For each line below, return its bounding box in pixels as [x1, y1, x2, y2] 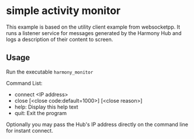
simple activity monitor [6, 4, 121, 18]
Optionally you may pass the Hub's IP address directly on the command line [6, 121, 189, 128]
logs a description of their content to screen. [6, 36, 113, 43]
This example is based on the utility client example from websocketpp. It [6, 23, 181, 30]
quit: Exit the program [14, 109, 67, 116]
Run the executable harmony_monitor [6, 68, 93, 75]
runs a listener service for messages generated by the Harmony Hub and [6, 29, 182, 36]
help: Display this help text [14, 103, 79, 110]
